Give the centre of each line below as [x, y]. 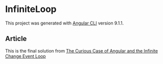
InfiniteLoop [31, 9]
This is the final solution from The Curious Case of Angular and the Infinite [82, 50]
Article [16, 39]
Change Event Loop [25, 56]
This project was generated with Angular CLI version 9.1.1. [64, 23]
